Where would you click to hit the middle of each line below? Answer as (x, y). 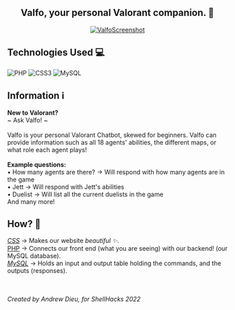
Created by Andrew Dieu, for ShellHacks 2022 (74, 299)
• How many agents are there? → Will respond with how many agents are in (116, 172)
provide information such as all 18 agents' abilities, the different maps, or (112, 142)
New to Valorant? (33, 113)
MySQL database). (34, 256)
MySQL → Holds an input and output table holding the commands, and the (114, 263)
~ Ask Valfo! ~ (28, 120)
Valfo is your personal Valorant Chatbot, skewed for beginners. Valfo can (112, 135)
